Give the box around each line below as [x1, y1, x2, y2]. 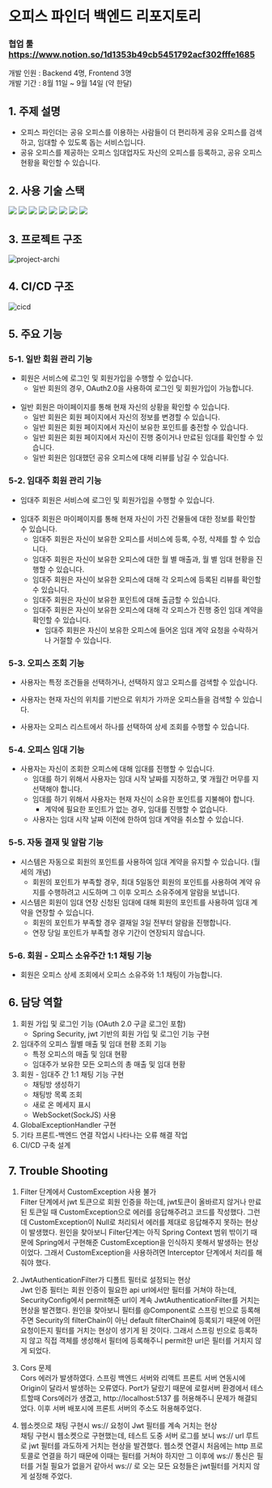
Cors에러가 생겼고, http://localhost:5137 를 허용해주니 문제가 [41, 1393, 236, 1403]
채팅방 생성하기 [32, 1079, 81, 1089]
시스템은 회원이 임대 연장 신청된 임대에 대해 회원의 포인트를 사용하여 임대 [19, 897, 249, 907]
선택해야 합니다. [32, 784, 83, 794]
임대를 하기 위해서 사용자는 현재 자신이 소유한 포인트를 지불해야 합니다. [32, 794, 255, 804]
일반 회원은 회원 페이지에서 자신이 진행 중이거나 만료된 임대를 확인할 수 [32, 432, 255, 442]
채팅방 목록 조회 [32, 1090, 83, 1099]
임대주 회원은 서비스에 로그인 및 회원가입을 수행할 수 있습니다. [19, 495, 215, 504]
